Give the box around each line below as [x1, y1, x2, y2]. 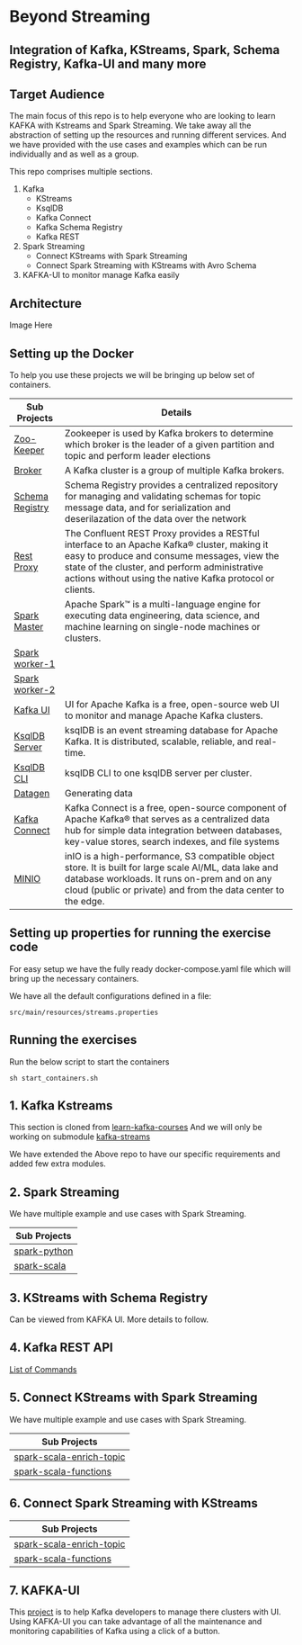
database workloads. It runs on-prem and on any [64, 873, 272, 885]
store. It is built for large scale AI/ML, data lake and [64, 861, 279, 874]
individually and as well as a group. [9, 148, 139, 159]
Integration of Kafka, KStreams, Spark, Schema [9, 42, 280, 58]
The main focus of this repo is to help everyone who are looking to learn [9, 111, 276, 121]
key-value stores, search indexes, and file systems [64, 835, 280, 848]
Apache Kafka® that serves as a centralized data [64, 813, 271, 825]
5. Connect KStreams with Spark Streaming [9, 1390, 258, 1406]
